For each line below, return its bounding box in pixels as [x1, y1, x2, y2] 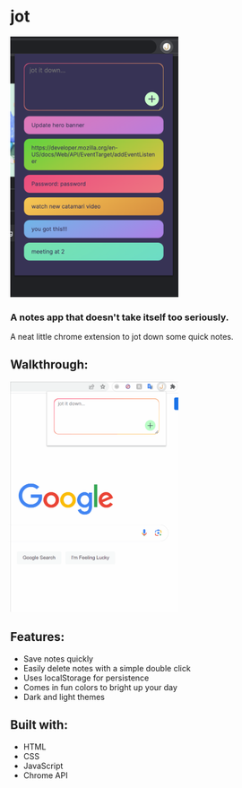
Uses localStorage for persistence [22, 672, 150, 683]
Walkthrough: [10, 357, 89, 373]
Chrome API [22, 769, 68, 781]
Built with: [10, 717, 68, 732]
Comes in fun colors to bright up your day [22, 681, 178, 692]
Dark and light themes [22, 691, 106, 702]
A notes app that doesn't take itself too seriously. [10, 311, 229, 324]
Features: [10, 629, 65, 645]
